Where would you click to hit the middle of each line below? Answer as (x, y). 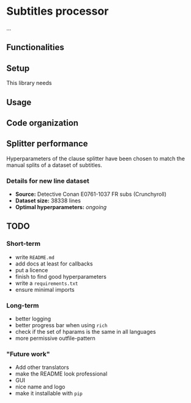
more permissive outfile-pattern (55, 338)
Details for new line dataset (48, 180)
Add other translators (42, 368)
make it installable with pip (49, 393)
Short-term (24, 244)
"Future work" (28, 354)
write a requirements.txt (47, 283)
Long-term (23, 305)
